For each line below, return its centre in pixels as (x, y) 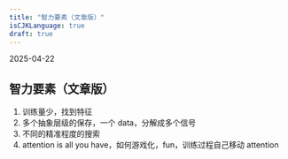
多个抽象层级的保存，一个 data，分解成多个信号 (109, 123)
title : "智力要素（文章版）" (57, 17)
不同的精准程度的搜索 (61, 134)
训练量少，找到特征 (57, 112)
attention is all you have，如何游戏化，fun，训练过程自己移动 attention (150, 145)
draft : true (31, 34)
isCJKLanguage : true (47, 26)
